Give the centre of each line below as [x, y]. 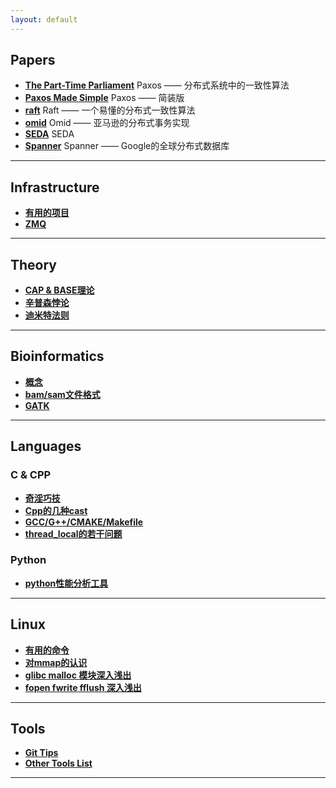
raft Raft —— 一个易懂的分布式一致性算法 [110, 110]
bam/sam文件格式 [62, 394]
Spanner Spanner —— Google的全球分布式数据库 [127, 146]
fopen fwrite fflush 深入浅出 [83, 687]
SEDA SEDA [49, 134]
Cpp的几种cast [56, 510]
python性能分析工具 [66, 583]
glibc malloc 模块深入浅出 [78, 675]
